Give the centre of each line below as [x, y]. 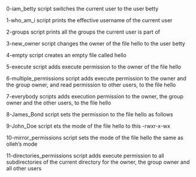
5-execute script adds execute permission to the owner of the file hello [94, 67]
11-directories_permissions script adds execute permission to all [85, 156]
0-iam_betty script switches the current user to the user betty [82, 9]
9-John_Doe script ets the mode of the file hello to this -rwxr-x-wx [88, 126]
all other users [24, 168]
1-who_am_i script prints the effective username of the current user [89, 20]
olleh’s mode [22, 144]
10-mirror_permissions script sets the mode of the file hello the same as [95, 138]
